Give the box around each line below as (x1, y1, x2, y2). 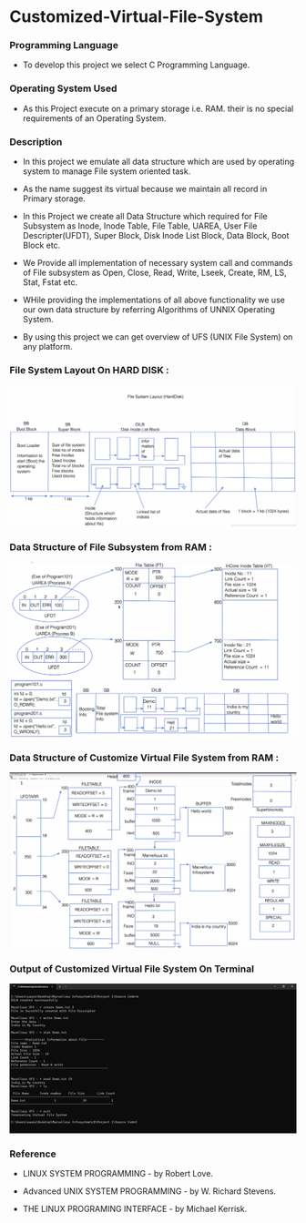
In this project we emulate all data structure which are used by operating (22, 157, 295, 168)
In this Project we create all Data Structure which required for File (22, 211, 268, 222)
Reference (9, 1147, 56, 1160)
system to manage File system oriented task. (22, 166, 191, 177)
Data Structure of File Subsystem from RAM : (9, 540, 212, 553)
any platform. (22, 341, 73, 352)
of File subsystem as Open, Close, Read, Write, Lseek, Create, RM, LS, (22, 267, 287, 279)
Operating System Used (9, 82, 117, 95)
